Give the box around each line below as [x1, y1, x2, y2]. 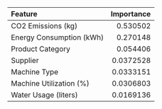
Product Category [11, 44, 71, 54]
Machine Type [11, 67, 59, 76]
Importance [110, 9, 151, 18]
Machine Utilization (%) [11, 79, 90, 88]
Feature [11, 9, 38, 18]
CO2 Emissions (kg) [11, 21, 78, 30]
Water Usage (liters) [11, 90, 78, 100]
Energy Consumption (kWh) [11, 33, 104, 42]
